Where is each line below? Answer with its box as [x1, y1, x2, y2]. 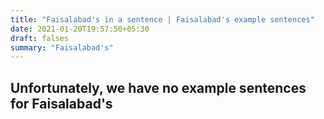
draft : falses [10, 33, 70, 43]
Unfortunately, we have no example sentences [10, 79, 307, 96]
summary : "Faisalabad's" [10, 42, 114, 53]
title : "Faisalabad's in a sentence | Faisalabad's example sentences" [10, 14, 315, 25]
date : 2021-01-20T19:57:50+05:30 [10, 24, 150, 34]
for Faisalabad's [10, 95, 113, 112]
